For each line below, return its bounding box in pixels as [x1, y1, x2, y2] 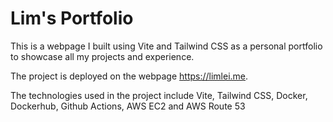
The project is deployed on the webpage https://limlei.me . [10, 70, 249, 82]
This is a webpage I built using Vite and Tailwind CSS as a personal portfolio [10, 40, 323, 52]
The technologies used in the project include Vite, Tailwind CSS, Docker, [10, 89, 308, 101]
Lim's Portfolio [10, 7, 134, 30]
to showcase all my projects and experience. [10, 50, 195, 62]
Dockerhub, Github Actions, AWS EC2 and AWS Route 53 [10, 100, 246, 112]
